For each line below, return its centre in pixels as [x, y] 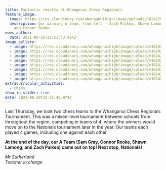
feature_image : [21, 14]
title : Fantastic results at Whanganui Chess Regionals [64, 10]
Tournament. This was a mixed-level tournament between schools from [78, 116]
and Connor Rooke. [33, 28]
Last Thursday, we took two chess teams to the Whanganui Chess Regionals [83, 112]
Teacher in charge [24, 162]
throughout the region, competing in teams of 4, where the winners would [80, 122]
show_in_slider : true [27, 93]
